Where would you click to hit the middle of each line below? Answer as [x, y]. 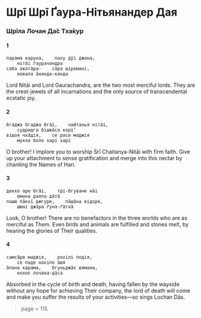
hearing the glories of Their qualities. [52, 231]
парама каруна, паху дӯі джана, [51, 58]
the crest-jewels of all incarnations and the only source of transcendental [97, 92]
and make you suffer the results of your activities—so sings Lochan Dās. [96, 297]
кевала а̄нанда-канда [43, 74]
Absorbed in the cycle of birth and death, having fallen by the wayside [93, 284]
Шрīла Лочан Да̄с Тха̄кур [45, 31]
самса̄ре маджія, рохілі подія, [49, 257]
